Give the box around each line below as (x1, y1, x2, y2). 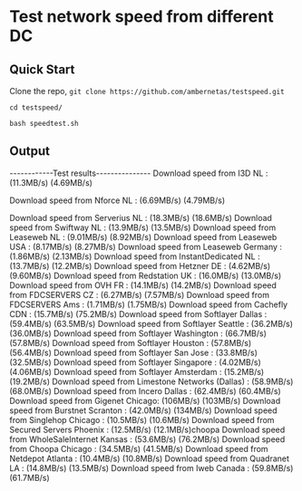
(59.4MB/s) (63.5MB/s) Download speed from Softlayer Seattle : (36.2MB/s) (9, 318, 293, 329)
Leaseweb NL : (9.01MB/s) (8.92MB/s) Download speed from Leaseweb (9, 231, 278, 242)
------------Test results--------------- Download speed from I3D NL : (9, 168, 268, 178)
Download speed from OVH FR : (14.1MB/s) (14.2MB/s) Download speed (9, 279, 277, 291)
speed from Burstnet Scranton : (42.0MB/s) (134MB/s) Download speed (9, 405, 278, 416)
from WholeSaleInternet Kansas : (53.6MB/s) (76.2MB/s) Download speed (9, 433, 286, 445)
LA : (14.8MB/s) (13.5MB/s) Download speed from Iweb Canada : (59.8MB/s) (9, 462, 294, 473)
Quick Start (9, 62, 75, 77)
